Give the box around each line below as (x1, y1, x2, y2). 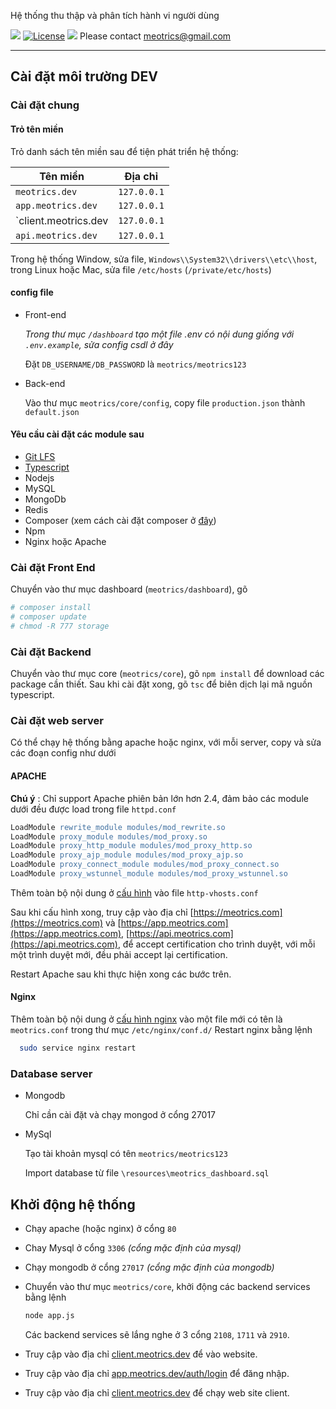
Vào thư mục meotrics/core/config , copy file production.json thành (24, 396, 306, 409)
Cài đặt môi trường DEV (10, 68, 158, 85)
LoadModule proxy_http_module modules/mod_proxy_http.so (10, 841, 253, 851)
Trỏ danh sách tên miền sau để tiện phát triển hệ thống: (10, 145, 239, 157)
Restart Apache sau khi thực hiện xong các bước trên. (10, 968, 232, 980)
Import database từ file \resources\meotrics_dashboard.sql (24, 1167, 270, 1179)
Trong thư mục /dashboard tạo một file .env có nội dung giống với (24, 328, 295, 340)
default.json (24, 407, 80, 417)
